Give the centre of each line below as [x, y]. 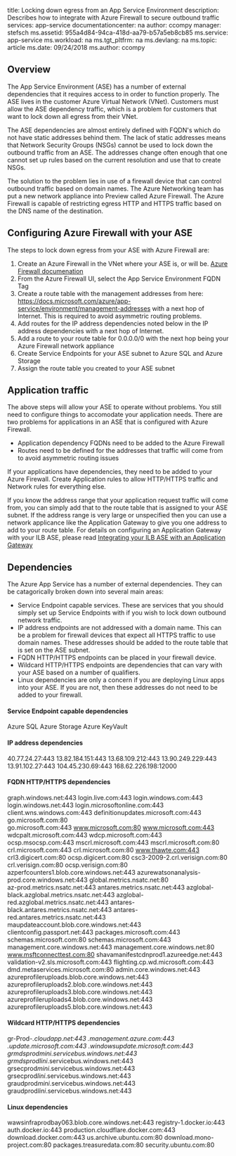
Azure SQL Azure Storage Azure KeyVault [67, 726]
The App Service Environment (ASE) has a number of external [97, 86]
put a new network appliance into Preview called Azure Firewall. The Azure [116, 195]
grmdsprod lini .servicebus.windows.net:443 [70, 1061]
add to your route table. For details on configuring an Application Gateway [114, 530]
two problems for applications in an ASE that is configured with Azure [108, 422]
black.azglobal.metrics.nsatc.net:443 [61, 894]
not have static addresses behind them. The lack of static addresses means [117, 137]
